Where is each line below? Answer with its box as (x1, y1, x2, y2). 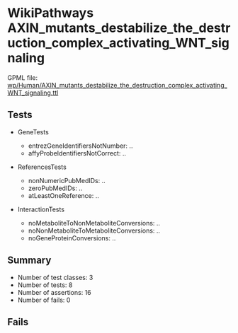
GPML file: (7, 73, 38, 82)
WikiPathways (7, 5, 94, 21)
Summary (7, 255, 52, 267)
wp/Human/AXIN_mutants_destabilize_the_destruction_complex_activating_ (7, 81, 228, 89)
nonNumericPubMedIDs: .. (28, 176, 106, 185)
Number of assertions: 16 (17, 288, 92, 296)
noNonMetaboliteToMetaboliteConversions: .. (28, 226, 161, 235)
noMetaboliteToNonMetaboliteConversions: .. (28, 218, 161, 227)
